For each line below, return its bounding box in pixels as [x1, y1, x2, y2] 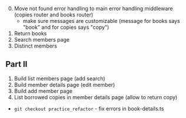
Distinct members [14, 42, 57, 49]
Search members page [14, 36, 70, 43]
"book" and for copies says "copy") [22, 23, 109, 31]
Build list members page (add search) [14, 75, 105, 82]
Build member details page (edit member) [14, 81, 115, 88]
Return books [14, 30, 47, 37]
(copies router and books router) [14, 11, 94, 18]
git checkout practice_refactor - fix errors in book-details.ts [14, 105, 164, 112]
